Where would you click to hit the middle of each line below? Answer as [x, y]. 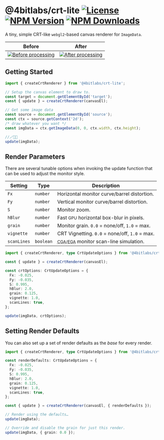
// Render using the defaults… [37, 415]
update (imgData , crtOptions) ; [36, 316]
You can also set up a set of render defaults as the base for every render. [79, 343]
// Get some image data [29, 110]
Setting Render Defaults [42, 331]
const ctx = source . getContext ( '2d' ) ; [44, 119]
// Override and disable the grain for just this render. [65, 428]
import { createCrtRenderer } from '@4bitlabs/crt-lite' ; [65, 83]
